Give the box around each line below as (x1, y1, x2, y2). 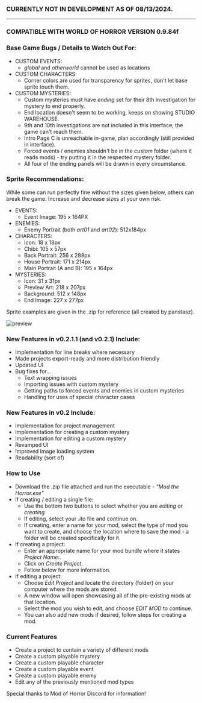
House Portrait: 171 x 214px (23, 258, 91, 265)
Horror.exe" (14, 489, 44, 496)
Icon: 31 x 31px (23, 277, 61, 285)
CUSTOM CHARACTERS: (14, 70, 77, 77)
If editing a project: (14, 572, 62, 580)
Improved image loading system (14, 448, 95, 455)
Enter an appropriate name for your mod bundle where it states (23, 547, 180, 554)
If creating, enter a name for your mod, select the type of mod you (23, 521, 188, 529)
